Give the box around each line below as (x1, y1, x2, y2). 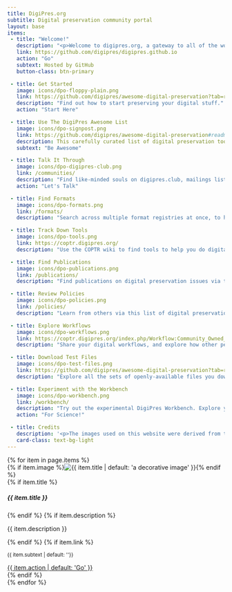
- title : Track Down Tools (10, 227, 88, 234)
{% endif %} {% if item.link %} (7, 537, 94, 546)
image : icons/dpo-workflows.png (16, 329, 110, 335)
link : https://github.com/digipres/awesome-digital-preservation (16, 131, 209, 138)
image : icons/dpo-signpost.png (16, 125, 107, 132)
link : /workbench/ (16, 398, 70, 405)
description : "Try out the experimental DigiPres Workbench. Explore (16, 405, 221, 412)
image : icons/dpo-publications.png (16, 265, 119, 272)
